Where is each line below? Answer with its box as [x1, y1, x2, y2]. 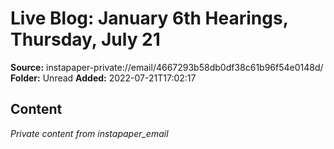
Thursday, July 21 [10, 28, 161, 51]
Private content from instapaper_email [10, 127, 169, 139]
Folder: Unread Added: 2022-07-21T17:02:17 [10, 72, 197, 84]
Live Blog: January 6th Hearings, [10, 7, 289, 30]
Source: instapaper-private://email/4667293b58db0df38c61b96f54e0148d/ [10, 61, 324, 73]
